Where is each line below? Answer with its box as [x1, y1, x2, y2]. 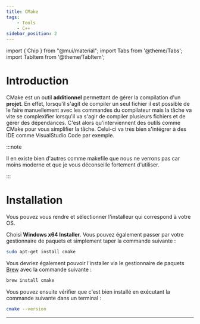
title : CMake [6, 8, 39, 15]
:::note [6, 143, 22, 150]
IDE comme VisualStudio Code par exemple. [6, 132, 115, 139]
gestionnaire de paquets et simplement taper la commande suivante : [6, 237, 176, 244]
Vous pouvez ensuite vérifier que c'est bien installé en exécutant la [6, 288, 171, 295]
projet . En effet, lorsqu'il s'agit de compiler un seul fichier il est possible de [6, 100, 190, 108]
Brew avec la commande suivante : [6, 266, 92, 273]
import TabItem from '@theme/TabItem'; [6, 54, 105, 61]
